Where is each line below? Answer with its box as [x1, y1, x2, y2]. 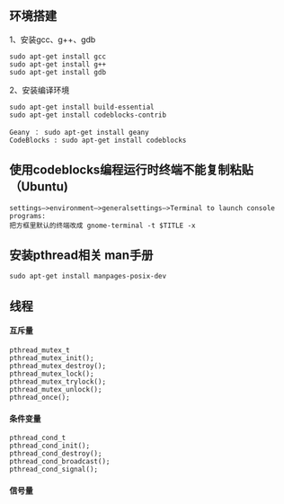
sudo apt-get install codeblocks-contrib [9, 111, 167, 119]
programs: [9, 211, 47, 220]
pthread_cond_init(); [9, 441, 91, 451]
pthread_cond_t [9, 434, 67, 443]
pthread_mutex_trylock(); [9, 377, 106, 386]
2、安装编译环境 [9, 84, 70, 95]
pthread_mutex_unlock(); [9, 385, 102, 394]
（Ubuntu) [9, 179, 69, 195]
